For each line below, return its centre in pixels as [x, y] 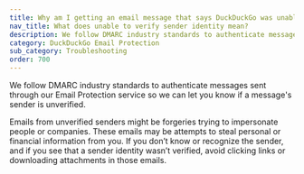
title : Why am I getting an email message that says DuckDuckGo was [141, 18]
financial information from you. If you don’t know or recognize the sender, [147, 141]
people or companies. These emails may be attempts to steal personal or [145, 131]
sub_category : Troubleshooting [68, 51]
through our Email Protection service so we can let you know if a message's [151, 95]
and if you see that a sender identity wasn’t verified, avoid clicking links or [147, 151]
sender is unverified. [47, 104]
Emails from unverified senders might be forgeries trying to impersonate [144, 122]
